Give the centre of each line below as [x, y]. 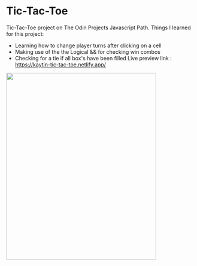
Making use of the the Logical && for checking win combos [87, 51]
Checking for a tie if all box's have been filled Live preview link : [93, 58]
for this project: [25, 33]
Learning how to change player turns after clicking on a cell [88, 45]
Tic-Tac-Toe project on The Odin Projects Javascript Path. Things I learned [99, 27]
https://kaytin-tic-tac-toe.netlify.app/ [60, 65]
